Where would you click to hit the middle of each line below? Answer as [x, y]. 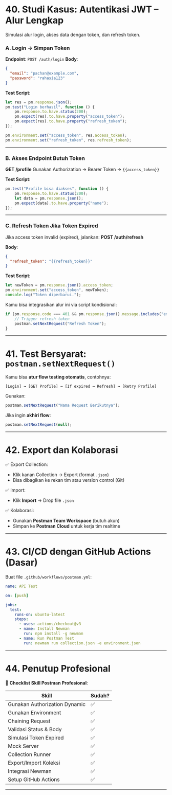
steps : [21, 619]
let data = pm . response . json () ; [49, 198]
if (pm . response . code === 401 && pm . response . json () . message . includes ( [83, 314]
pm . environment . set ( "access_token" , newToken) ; [57, 290]
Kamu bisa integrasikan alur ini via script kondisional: [61, 304]
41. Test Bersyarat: [46, 354]
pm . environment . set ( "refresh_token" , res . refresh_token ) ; [68, 140]
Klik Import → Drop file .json [43, 500]
